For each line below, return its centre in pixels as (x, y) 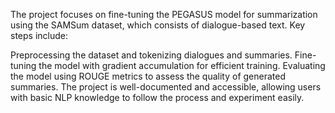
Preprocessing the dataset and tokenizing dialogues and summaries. (151, 55)
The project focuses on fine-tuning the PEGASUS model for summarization (164, 14)
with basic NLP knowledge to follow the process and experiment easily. (157, 97)
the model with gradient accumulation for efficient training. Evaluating (182, 65)
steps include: (39, 35)
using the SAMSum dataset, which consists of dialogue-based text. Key (158, 25)
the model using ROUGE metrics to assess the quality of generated (148, 76)
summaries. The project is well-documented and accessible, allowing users (166, 87)
